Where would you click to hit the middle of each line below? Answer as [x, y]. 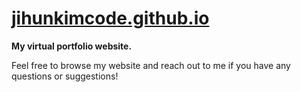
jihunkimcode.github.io [110, 18]
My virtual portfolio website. [72, 46]
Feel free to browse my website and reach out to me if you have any [151, 65]
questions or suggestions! [65, 76]
